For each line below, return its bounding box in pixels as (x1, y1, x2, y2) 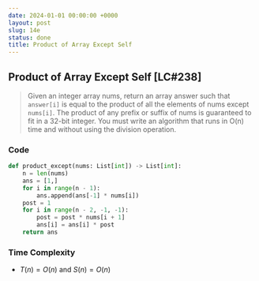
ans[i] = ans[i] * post (36, 221, 114, 229)
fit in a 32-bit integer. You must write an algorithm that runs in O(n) (27, 116, 245, 126)
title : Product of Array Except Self (8, 41, 133, 49)
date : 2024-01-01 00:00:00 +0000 (8, 11, 118, 20)
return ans (22, 228, 58, 237)
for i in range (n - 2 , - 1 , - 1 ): (22, 206, 129, 214)
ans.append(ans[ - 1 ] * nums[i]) (36, 191, 140, 200)
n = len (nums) (22, 170, 69, 178)
